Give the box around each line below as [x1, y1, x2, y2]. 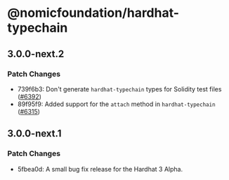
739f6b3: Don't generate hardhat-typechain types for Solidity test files [17, 84, 222, 93]
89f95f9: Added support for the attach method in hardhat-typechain [17, 100, 216, 108]
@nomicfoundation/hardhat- [7, 5, 180, 21]
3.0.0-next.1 [7, 128, 62, 140]
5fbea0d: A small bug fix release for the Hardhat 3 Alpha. [17, 165, 183, 173]
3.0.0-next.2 [7, 48, 65, 60]
